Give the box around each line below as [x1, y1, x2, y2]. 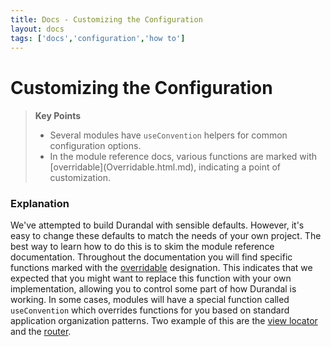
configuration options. [49, 140, 142, 152]
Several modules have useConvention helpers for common [49, 129, 288, 141]
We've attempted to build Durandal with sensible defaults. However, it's [10, 219, 305, 231]
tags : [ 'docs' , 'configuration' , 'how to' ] [10, 33, 186, 43]
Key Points [34, 110, 82, 122]
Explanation [10, 197, 70, 211]
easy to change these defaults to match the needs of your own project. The [10, 230, 322, 242]
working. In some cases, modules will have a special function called [10, 294, 290, 306]
